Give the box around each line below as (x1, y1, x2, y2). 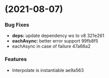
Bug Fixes (5, 21, 30, 28)
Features (5, 56, 27, 63)
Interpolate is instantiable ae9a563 (12, 67, 84, 73)
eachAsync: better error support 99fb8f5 (12, 38, 98, 44)
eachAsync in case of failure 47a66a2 (12, 43, 91, 49)
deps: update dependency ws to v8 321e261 (12, 32, 104, 38)
